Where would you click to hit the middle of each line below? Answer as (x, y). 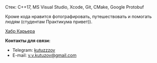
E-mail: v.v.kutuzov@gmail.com (44, 55)
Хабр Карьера (20, 31)
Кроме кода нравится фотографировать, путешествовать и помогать (78, 16)
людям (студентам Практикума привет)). (49, 22)
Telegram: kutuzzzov (34, 50)
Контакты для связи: (28, 41)
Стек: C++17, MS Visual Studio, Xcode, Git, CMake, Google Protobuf (75, 7)
